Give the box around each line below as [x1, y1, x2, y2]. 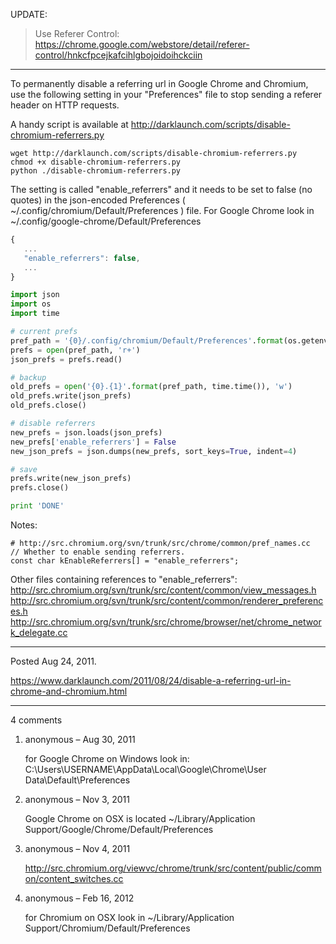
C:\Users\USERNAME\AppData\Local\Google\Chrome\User [24, 764, 267, 775]
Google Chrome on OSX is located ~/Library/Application [24, 813, 256, 824]
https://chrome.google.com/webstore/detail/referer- [34, 39, 250, 50]
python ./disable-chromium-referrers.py [10, 166, 182, 176]
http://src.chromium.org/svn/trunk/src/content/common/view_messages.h [10, 584, 317, 596]
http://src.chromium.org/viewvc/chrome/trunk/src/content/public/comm [24, 862, 322, 874]
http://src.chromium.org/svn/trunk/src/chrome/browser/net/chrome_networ [10, 616, 322, 628]
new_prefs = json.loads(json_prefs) [10, 427, 163, 438]
